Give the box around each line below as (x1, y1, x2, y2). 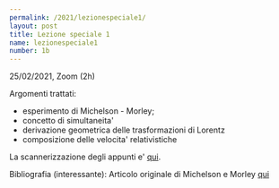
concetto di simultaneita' (22, 115, 114, 126)
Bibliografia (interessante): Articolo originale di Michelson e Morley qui (9, 169, 270, 180)
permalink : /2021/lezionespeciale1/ (9, 13, 146, 22)
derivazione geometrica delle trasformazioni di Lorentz (22, 124, 226, 135)
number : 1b (9, 47, 50, 56)
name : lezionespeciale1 (9, 38, 99, 47)
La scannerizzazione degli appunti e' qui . (9, 151, 161, 162)
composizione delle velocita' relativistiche (22, 134, 178, 145)
